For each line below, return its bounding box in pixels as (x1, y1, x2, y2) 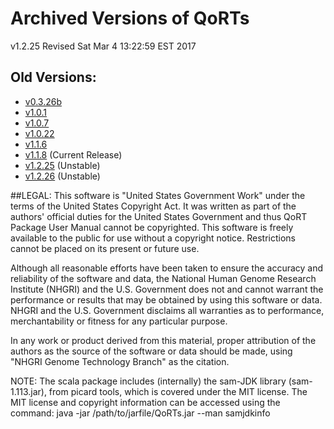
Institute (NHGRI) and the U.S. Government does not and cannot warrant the (10, 283, 324, 295)
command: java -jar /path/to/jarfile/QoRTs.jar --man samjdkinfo (10, 407, 271, 419)
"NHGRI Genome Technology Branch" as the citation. (10, 355, 230, 367)
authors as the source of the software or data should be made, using (10, 345, 293, 357)
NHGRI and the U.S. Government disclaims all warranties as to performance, (10, 304, 325, 316)
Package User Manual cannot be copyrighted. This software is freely (10, 221, 294, 233)
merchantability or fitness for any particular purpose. (10, 315, 228, 327)
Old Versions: (10, 69, 97, 86)
